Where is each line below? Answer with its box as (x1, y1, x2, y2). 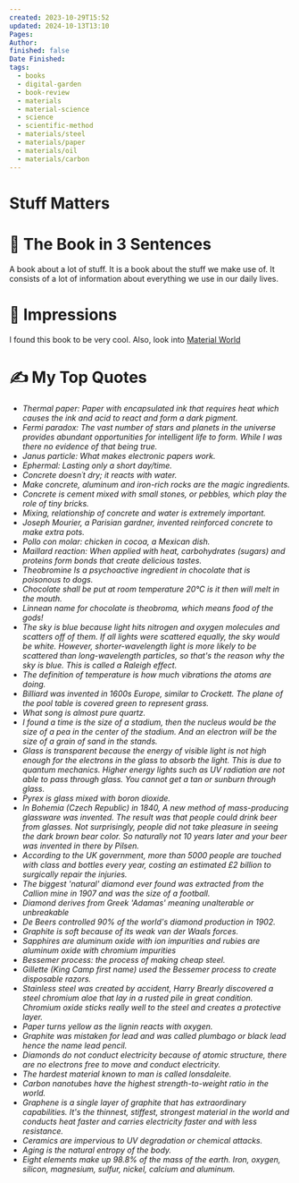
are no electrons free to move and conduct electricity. (21, 1059, 221, 1069)
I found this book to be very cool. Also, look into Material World (9, 334, 241, 345)
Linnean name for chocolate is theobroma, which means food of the (21, 602, 274, 613)
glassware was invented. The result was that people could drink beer (21, 812, 278, 822)
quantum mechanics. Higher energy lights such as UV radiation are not (21, 764, 286, 775)
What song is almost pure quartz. (21, 707, 146, 718)
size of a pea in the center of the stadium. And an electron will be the (21, 726, 278, 736)
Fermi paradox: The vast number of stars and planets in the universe (21, 421, 277, 432)
